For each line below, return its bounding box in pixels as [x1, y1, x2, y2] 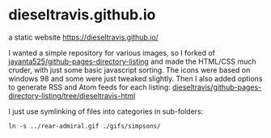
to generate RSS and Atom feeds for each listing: [8, 82, 171, 92]
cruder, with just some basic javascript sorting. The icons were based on [8, 65, 251, 74]
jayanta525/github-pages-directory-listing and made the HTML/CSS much [8, 56, 256, 66]
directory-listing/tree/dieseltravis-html [8, 90, 136, 100]
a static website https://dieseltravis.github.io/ [8, 32, 159, 42]
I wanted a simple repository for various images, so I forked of [8, 48, 216, 57]
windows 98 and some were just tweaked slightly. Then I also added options [8, 73, 263, 83]
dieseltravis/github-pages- [172, 82, 262, 92]
